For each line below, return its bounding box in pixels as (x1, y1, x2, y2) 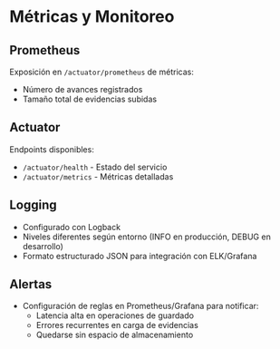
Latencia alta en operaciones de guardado (35, 310, 195, 321)
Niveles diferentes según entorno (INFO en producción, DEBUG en (22, 231, 272, 242)
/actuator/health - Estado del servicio (22, 161, 168, 172)
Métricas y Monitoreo (9, 6, 175, 27)
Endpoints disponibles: (9, 143, 95, 155)
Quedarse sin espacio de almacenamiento (35, 329, 194, 341)
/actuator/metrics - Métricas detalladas (22, 170, 174, 182)
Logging (9, 198, 57, 213)
